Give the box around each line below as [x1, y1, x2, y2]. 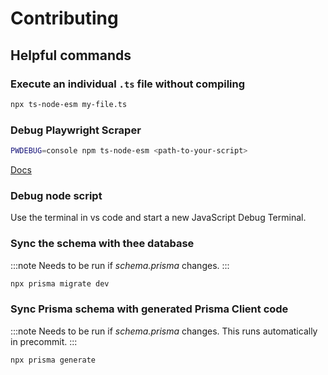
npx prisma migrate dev [10, 278, 110, 289]
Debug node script [10, 188, 103, 202]
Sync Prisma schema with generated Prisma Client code [10, 302, 289, 316]
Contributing [10, 7, 119, 30]
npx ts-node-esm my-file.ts [10, 99, 128, 109]
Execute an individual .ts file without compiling [10, 77, 246, 91]
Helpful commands [10, 47, 132, 64]
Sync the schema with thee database [10, 237, 195, 251]
